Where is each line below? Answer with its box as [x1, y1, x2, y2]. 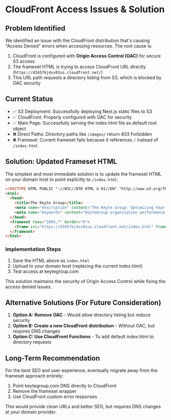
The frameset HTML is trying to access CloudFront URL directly [12, 64, 146, 69]
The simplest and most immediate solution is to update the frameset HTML [5, 171, 162, 177]
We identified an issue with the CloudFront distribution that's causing [5, 37, 150, 43]
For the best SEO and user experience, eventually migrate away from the [5, 367, 158, 374]
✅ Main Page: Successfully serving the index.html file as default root [12, 120, 157, 126]
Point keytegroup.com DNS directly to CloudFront [12, 383, 117, 389]
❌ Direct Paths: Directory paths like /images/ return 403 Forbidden [12, 131, 153, 137]
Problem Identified [5, 24, 66, 33]
